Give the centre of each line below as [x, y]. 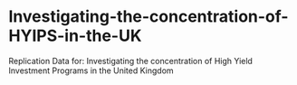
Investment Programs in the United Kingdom [91, 71]
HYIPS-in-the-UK [75, 36]
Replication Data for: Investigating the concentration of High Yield [130, 61]
